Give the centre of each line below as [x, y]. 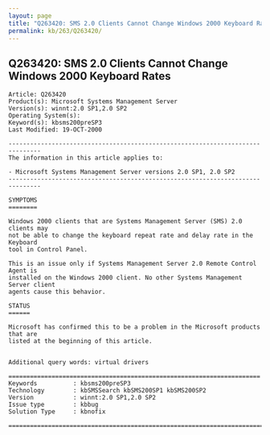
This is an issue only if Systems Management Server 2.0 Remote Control [133, 264]
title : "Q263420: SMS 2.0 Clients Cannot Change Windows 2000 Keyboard [131, 23]
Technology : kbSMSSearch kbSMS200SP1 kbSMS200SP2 [107, 391]
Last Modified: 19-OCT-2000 [55, 130]
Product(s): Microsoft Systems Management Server [93, 101]
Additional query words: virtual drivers [79, 362]
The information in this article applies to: [86, 158]
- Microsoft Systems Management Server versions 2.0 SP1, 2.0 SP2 [122, 172]
